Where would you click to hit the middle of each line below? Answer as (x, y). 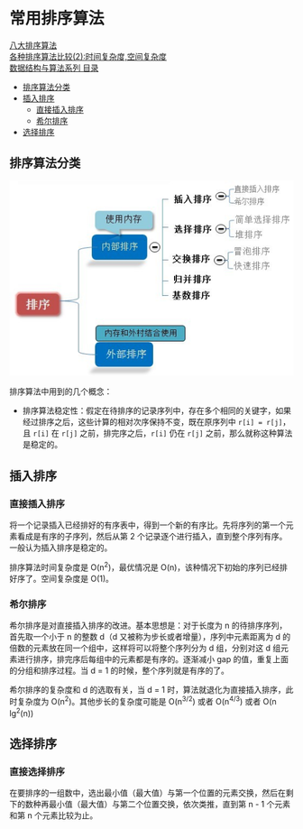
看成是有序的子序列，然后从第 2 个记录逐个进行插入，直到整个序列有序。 (152, 536)
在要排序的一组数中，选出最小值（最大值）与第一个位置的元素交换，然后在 (147, 792)
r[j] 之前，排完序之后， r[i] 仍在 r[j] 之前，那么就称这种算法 (177, 433)
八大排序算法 (33, 45)
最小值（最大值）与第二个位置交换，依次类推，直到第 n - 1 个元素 (170, 804)
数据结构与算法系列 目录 (54, 68)
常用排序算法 (57, 18)
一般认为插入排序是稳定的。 (61, 548)
